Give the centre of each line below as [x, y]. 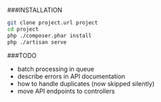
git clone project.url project [53, 23]
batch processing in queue [56, 69]
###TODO [22, 56]
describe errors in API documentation [71, 76]
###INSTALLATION [35, 10]
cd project [23, 29]
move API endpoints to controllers [66, 91]
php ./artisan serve [37, 42]
